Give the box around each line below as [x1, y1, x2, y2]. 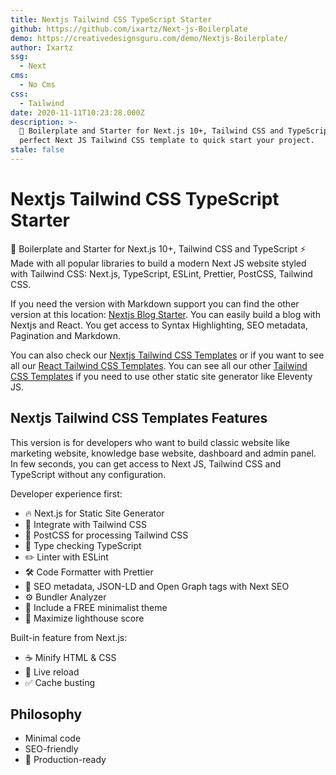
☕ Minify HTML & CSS [24, 651, 117, 663]
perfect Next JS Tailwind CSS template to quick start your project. [19, 136, 315, 146]
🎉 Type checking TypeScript [24, 539, 142, 551]
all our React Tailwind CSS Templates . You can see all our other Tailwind [10, 359, 308, 371]
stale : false [10, 145, 65, 155]
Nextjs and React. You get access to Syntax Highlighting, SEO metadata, [10, 319, 308, 331]
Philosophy [10, 706, 83, 723]
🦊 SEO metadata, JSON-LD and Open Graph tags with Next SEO [24, 580, 290, 592]
